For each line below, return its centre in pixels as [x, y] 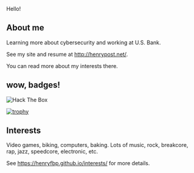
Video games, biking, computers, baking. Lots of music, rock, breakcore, [97, 145]
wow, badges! [33, 85]
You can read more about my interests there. [62, 66]
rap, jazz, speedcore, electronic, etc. [52, 152]
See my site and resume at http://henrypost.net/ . [67, 54]
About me [25, 28]
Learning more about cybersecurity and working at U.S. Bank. [84, 42]
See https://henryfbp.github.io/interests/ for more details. [78, 163]
